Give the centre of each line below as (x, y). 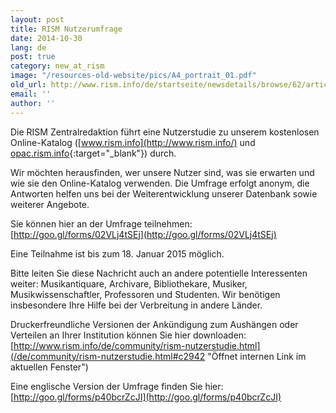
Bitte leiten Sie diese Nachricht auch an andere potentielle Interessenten (159, 273)
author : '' (33, 103)
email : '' (31, 94)
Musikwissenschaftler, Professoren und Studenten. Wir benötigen (145, 294)
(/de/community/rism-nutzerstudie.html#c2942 (108, 356)
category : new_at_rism (57, 66)
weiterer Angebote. (50, 204)
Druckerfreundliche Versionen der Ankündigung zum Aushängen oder (154, 324)
